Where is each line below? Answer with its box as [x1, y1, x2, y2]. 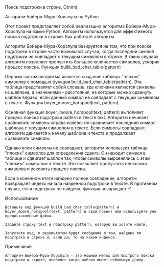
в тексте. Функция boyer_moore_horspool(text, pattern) [5, 100, 118, 105]
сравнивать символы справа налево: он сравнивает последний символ [5, 120, 156, 125]
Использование [5, 195, 38, 201]
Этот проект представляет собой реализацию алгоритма [5, 23, 125, 29]
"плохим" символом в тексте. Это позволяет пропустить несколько [5, 161, 147, 166]
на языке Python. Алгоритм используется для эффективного [26, 29, 153, 34]
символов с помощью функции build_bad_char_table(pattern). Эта [5, 79, 142, 85]
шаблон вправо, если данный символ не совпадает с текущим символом [5, 94, 160, 100]
